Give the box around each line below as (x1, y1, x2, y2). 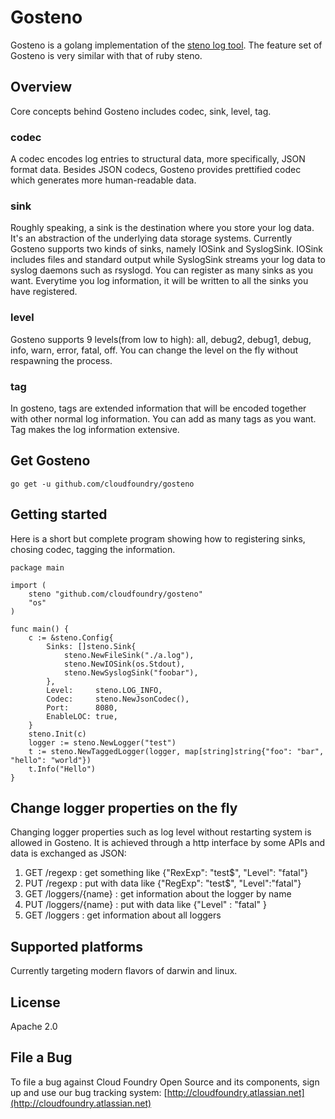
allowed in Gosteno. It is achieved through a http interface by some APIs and (10, 837, 326, 849)
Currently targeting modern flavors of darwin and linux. (10, 965, 238, 977)
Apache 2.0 (10, 1021, 58, 1032)
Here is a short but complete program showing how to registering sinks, (10, 532, 306, 545)
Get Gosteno (10, 452, 91, 470)
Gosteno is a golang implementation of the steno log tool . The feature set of (10, 39, 323, 51)
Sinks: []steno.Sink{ (46, 641, 137, 651)
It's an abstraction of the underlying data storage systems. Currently (10, 232, 293, 245)
